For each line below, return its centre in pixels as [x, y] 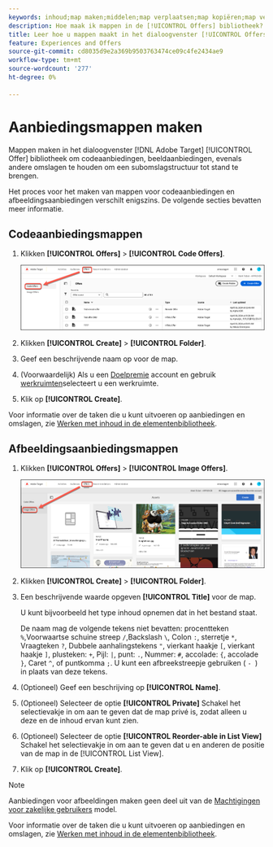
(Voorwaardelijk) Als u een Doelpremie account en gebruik [118, 374]
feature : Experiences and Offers [65, 43]
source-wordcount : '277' [50, 69]
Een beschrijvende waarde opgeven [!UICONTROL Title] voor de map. [138, 597]
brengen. [24, 176]
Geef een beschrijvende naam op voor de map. [99, 359]
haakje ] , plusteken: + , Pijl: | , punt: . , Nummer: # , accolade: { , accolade [139, 654]
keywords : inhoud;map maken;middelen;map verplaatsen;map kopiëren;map [132, 17]
